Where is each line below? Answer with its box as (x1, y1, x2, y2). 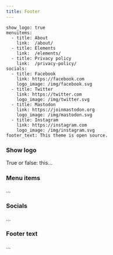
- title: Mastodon (11, 101, 57, 107)
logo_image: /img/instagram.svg (16, 127, 95, 133)
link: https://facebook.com (16, 76, 84, 82)
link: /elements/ (16, 50, 61, 56)
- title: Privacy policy (11, 55, 72, 62)
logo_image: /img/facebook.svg (16, 81, 93, 87)
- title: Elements (11, 45, 57, 51)
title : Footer (6, 8, 41, 15)
